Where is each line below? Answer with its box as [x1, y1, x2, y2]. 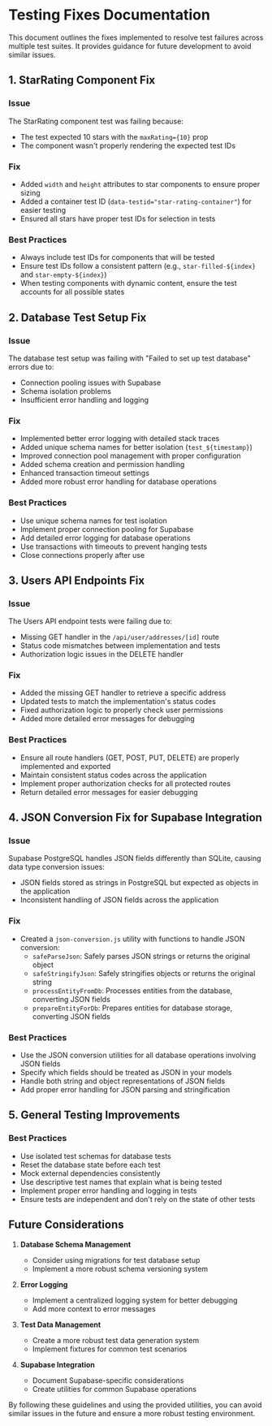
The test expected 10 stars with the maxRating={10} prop [19, 132, 209, 141]
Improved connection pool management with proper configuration [19, 451, 241, 460]
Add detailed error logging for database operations [19, 533, 191, 542]
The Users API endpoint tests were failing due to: [8, 616, 173, 626]
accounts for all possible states [19, 287, 125, 297]
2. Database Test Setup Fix [8, 310, 147, 324]
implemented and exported [19, 761, 111, 771]
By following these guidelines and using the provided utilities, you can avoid [8, 1399, 262, 1410]
